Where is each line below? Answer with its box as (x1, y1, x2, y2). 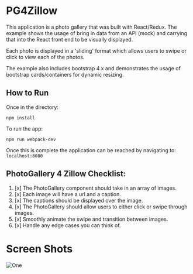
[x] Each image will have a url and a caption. (14, 190, 122, 197)
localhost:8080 (6, 153, 43, 159)
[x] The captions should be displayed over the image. (14, 197, 143, 204)
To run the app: (6, 125, 43, 132)
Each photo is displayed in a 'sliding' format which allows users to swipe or (6, 47, 187, 54)
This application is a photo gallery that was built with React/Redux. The (6, 23, 177, 30)
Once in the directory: (6, 104, 59, 111)
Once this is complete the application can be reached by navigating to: (6, 146, 177, 153)
